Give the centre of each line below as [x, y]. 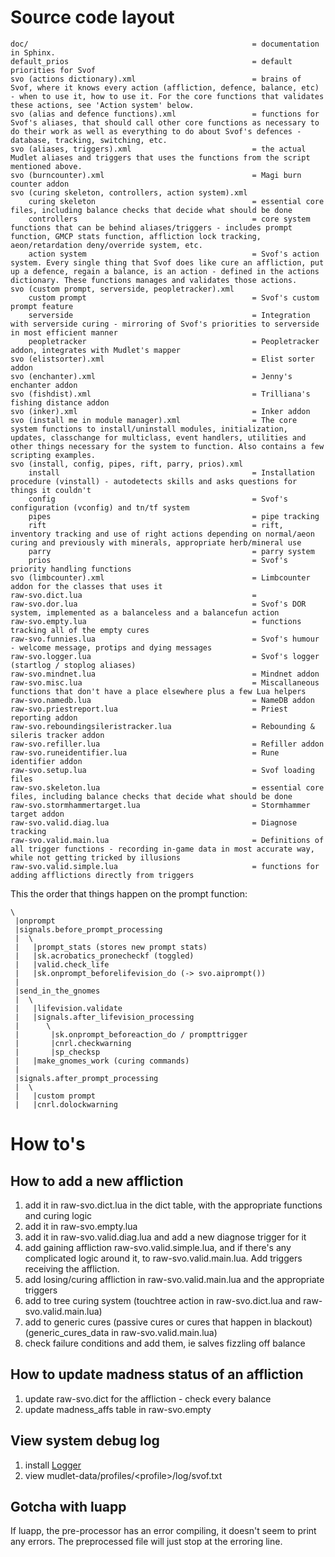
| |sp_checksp [57, 1052]
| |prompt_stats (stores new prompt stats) [111, 947]
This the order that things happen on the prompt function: [129, 893]
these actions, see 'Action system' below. [102, 105]
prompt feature [42, 306]
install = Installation [171, 472]
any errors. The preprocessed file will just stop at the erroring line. [146, 1542]
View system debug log [85, 1441]
